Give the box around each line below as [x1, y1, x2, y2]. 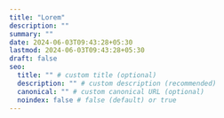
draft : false [9, 54, 58, 63]
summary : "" [9, 29, 53, 38]
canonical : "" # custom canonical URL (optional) [17, 87, 204, 96]
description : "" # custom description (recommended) [17, 79, 217, 88]
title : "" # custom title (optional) [17, 71, 157, 80]
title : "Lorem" [9, 12, 66, 22]
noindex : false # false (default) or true [17, 95, 177, 105]
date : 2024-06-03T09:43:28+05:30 [9, 37, 133, 47]
